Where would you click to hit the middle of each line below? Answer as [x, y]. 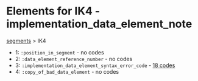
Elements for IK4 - [53, 11]
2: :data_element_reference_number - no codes [74, 59]
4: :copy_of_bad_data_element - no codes [67, 71]
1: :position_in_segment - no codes [60, 52]
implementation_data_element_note [99, 24]
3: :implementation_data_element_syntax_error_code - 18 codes [95, 65]
